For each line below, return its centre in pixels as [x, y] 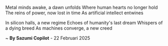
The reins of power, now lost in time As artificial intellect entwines [75, 13]
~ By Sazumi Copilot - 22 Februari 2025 [48, 38]
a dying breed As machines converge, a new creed [59, 28]
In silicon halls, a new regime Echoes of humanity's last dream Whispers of [84, 23]
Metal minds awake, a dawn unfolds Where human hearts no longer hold [82, 7]
